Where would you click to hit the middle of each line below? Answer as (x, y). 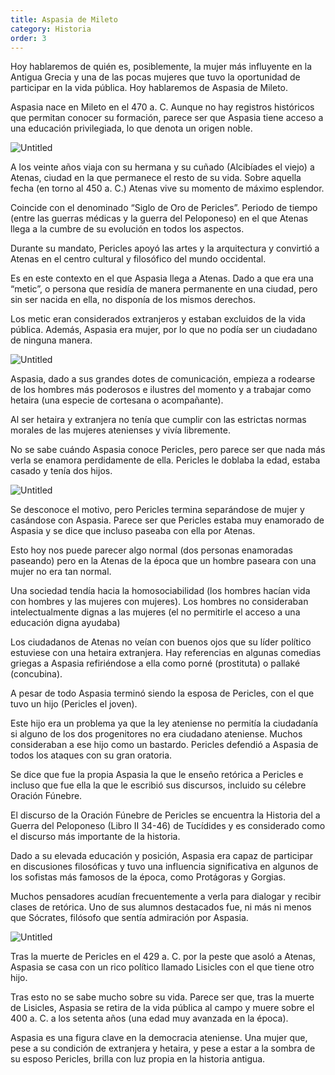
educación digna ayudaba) (65, 623)
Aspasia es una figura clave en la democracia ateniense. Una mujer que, (159, 1038)
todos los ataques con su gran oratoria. (91, 755)
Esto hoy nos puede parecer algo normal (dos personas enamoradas (151, 550)
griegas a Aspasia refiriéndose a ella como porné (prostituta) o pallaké (155, 663)
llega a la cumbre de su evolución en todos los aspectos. (127, 229)
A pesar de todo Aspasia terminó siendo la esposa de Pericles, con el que (162, 693)
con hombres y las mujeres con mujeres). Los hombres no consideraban (159, 602)
